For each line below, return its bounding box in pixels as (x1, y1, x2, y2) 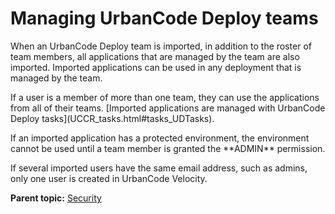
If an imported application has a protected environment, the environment (10, 132, 310, 144)
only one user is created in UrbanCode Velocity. (10, 172, 208, 184)
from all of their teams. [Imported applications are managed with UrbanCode (10, 102, 326, 114)
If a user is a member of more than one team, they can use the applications (10, 91, 320, 103)
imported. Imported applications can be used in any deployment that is (10, 61, 302, 73)
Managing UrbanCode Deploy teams (10, 7, 319, 30)
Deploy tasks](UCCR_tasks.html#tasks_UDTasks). (10, 112, 215, 124)
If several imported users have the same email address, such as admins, (10, 162, 308, 174)
